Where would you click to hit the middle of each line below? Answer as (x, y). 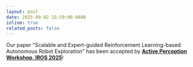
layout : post (22, 12)
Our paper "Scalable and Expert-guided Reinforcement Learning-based (94, 45)
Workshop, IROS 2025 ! (35, 58)
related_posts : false (33, 28)
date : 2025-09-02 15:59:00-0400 (46, 17)
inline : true (22, 23)
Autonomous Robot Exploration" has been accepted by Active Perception (96, 52)
